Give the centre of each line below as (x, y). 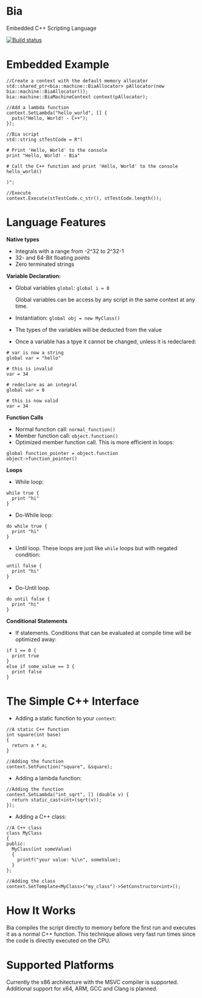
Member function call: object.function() (67, 436)
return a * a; (30, 745)
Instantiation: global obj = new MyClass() (68, 318)
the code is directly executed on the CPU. (58, 940)
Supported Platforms (60, 965)
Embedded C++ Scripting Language (51, 28)
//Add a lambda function (38, 107)
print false (27, 672)
